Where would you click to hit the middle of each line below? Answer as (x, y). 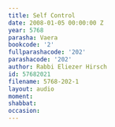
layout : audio (32, 89)
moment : (21, 96)
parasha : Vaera (33, 37)
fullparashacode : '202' (47, 52)
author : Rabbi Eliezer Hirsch (58, 67)
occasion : (24, 111)
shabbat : (22, 103)
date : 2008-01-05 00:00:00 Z (56, 23)
